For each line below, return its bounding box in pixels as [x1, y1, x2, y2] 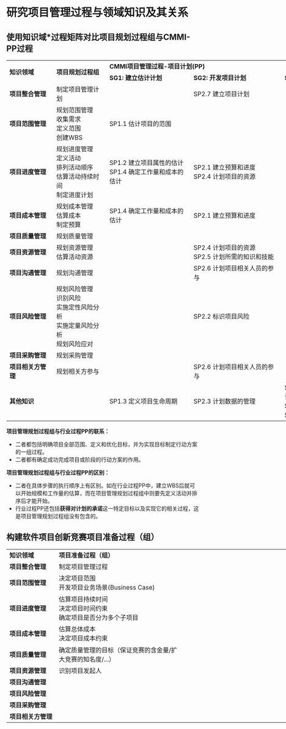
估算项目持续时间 [59, 595, 108, 603]
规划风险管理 [56, 285, 94, 293]
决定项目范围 [59, 574, 96, 583]
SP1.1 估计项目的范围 [109, 120, 172, 128]
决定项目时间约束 [59, 604, 108, 612]
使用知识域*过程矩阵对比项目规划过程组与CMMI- [6, 32, 191, 42]
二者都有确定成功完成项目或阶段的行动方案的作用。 [15, 456, 144, 463]
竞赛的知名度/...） [65, 655, 115, 664]
